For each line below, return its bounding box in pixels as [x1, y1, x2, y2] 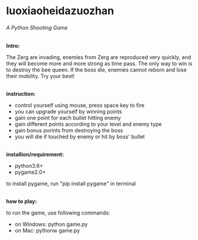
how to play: [6, 198, 37, 205]
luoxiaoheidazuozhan [6, 4, 114, 18]
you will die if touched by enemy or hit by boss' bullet [14, 133, 145, 140]
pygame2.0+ [14, 168, 46, 176]
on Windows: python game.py [14, 220, 88, 228]
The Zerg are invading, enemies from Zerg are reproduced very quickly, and [6, 54, 191, 61]
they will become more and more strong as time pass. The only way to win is [6, 60, 193, 67]
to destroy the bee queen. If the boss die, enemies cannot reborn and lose [6, 66, 187, 73]
